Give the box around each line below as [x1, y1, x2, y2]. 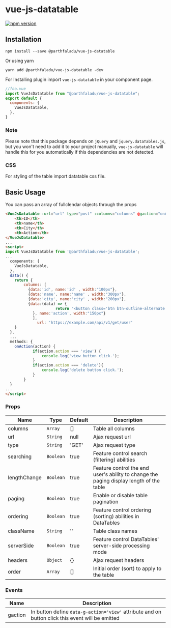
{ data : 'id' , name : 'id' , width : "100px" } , [27, 287, 117, 292]
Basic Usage [5, 188, 46, 196]
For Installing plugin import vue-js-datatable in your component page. [5, 76, 153, 82]
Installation [5, 35, 42, 44]
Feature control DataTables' [93, 535, 159, 543]
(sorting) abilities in [93, 512, 139, 520]
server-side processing [93, 542, 150, 549]
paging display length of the [93, 477, 160, 484]
